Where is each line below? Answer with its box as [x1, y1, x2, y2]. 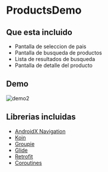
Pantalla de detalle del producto [14, 62, 93, 69]
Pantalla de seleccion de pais [14, 43, 87, 50]
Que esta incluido [6, 27, 72, 37]
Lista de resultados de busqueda [14, 56, 96, 62]
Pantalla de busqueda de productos [14, 49, 103, 56]
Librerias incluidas [6, 112, 76, 122]
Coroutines [14, 159, 42, 166]
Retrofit [14, 152, 33, 160]
